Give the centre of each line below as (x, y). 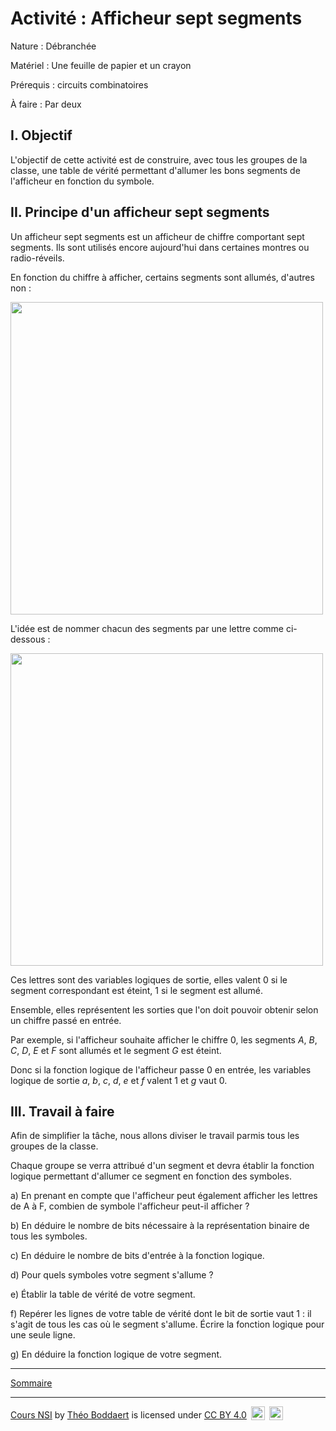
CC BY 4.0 (225, 1415)
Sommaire (31, 1383)
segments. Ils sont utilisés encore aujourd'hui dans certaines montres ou (160, 247)
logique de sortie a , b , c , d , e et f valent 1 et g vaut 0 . (119, 1080)
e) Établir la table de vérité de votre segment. (103, 1294)
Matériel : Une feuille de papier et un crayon (101, 65)
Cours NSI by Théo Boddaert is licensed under (106, 1415)
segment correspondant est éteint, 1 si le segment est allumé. (136, 990)
